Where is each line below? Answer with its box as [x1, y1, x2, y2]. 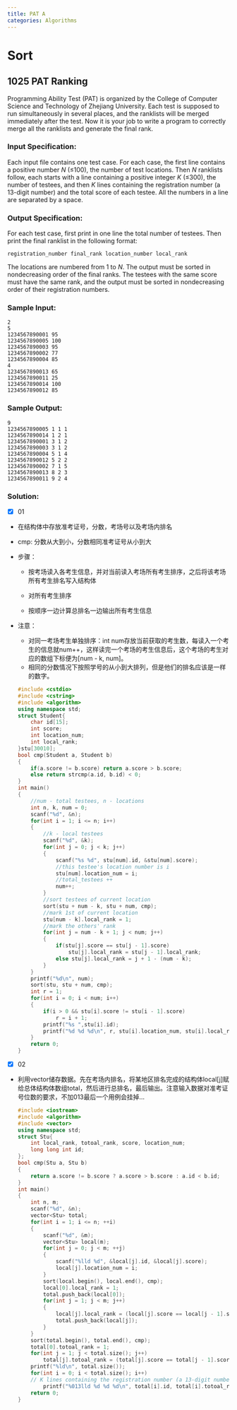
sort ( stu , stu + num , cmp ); [30, 982, 113, 989]
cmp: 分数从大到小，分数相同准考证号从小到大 [17, 538, 152, 546]
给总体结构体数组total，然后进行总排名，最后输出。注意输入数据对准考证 [17, 1084, 229, 1093]
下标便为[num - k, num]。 [52, 654, 128, 663]
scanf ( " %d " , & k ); [43, 837, 94, 845]
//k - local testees [43, 830, 104, 838]
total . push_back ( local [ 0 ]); [43, 1291, 126, 1298]
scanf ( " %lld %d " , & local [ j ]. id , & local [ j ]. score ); [55, 1258, 208, 1265]
